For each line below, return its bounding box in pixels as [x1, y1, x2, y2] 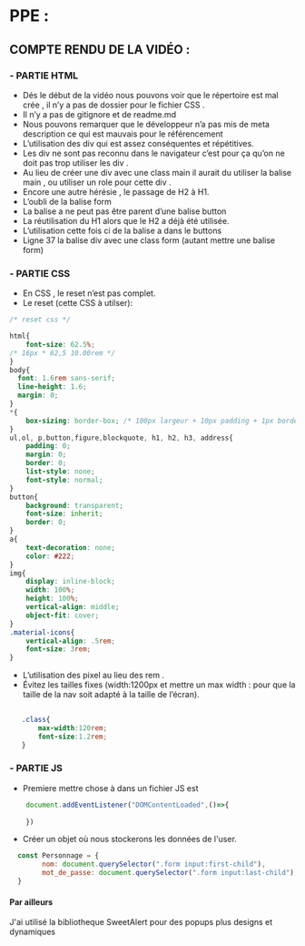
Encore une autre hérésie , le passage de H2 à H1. [22, 186, 210, 197]
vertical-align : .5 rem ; [25, 636, 116, 646]
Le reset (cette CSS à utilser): [22, 298, 133, 309]
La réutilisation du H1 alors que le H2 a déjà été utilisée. [22, 215, 230, 226]
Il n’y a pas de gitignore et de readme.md [22, 108, 177, 119]
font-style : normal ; [25, 475, 103, 484]
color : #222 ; [25, 552, 75, 561]
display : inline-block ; [25, 577, 116, 586]
